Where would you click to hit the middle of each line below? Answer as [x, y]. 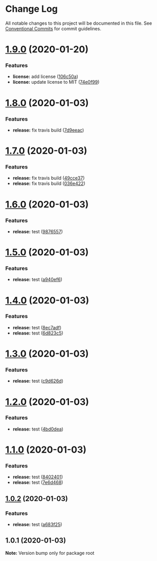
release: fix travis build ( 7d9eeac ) [48, 130]
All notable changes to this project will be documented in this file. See [79, 23]
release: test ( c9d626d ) [38, 381]
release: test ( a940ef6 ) [37, 279]
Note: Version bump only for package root [50, 553]
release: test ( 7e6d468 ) [38, 482]
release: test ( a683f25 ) [37, 524]
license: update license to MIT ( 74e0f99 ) [56, 82]
